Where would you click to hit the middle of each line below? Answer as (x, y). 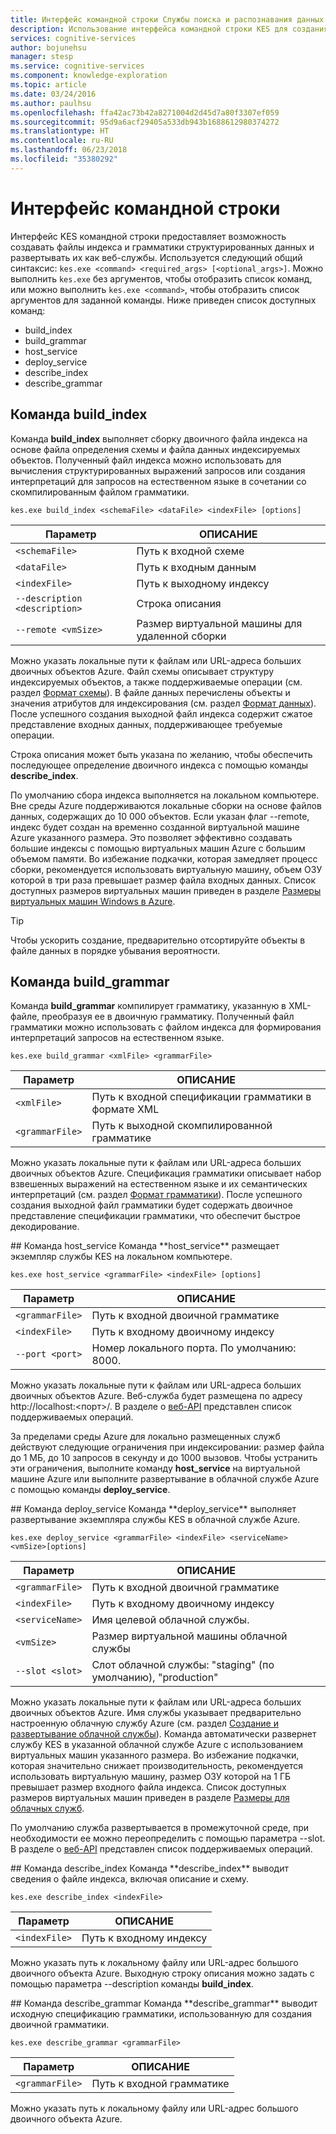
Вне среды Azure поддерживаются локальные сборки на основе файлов (166, 805)
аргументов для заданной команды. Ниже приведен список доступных (163, 300)
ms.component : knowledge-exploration (89, 76)
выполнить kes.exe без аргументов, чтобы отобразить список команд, (161, 278)
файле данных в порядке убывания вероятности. (115, 950)
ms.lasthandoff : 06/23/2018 (69, 150)
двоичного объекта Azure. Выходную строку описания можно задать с (162, 1973)
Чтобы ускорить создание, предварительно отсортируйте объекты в (158, 940)
